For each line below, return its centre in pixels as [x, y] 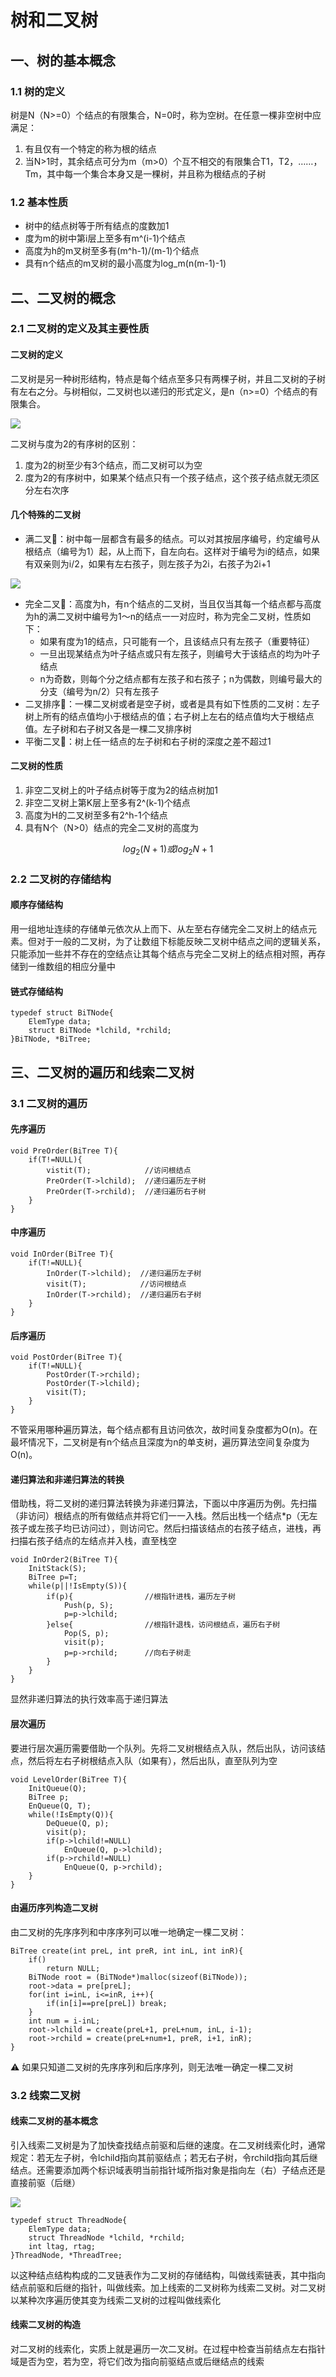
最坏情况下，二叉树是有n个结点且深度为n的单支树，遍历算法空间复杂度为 [160, 1442]
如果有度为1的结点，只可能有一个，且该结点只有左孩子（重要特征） [177, 641]
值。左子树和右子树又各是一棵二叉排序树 [108, 728]
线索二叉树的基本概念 [54, 2121]
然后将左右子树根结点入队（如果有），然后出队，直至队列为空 [152, 1760]
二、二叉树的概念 [63, 297]
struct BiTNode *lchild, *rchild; [100, 1031]
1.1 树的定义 [38, 91]
